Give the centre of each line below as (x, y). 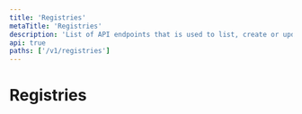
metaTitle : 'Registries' (56, 26)
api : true (28, 43)
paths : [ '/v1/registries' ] (60, 51)
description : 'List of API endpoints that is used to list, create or (144, 34)
